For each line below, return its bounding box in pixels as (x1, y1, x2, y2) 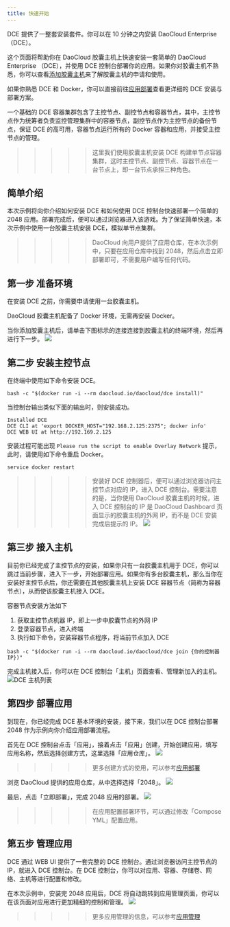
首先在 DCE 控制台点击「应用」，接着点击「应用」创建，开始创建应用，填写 (7, 740, 218, 749)
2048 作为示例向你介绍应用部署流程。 (7, 725, 114, 734)
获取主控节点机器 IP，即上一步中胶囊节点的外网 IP (16, 615, 158, 624)
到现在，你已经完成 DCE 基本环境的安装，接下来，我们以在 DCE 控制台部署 (7, 717, 219, 725)
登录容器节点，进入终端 (16, 624, 84, 633)
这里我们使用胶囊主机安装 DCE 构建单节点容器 (92, 148, 222, 156)
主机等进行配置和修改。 (18, 874, 86, 882)
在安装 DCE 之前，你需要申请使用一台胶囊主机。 (7, 297, 143, 305)
